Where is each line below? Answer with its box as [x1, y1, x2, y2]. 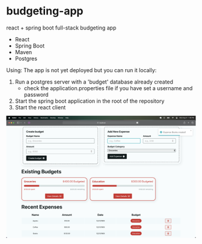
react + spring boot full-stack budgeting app [6, 24, 117, 31]
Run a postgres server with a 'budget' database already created [14, 78, 173, 85]
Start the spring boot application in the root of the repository [14, 97, 165, 105]
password [23, 91, 49, 98]
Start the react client [14, 103, 66, 111]
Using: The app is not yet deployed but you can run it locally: [6, 66, 157, 73]
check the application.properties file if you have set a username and [23, 84, 193, 91]
